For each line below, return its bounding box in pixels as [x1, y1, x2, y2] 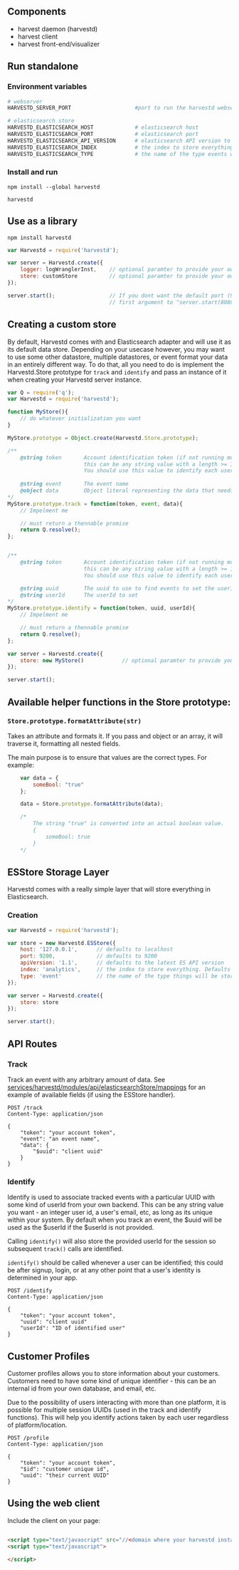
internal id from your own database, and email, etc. [7, 1384, 156, 1393]
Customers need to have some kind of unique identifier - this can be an [7, 1377, 216, 1386]
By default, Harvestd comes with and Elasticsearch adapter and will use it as [7, 337, 231, 346]
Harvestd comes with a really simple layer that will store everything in [7, 885, 211, 894]
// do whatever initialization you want [20, 415, 142, 422]
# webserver [7, 98, 43, 105]
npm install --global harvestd [7, 183, 100, 191]
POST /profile [7, 1435, 50, 1442]
